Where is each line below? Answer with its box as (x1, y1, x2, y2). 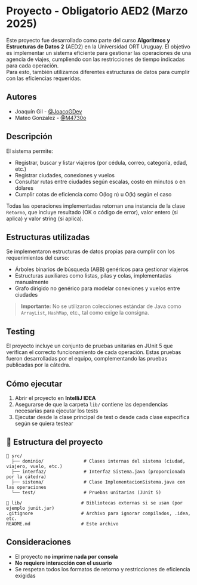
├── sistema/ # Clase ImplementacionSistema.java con (11, 479, 186, 485)
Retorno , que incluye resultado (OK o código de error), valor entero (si (6, 208, 178, 215)
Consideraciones (6, 537, 72, 547)
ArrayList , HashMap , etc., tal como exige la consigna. (20, 309, 149, 316)
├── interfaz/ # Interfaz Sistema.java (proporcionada (11, 469, 186, 475)
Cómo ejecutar (6, 378, 63, 389)
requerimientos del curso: (6, 254, 70, 261)
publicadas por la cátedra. (6, 361, 70, 368)
